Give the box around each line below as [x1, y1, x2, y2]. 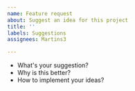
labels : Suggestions [7, 29, 67, 37]
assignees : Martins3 [7, 36, 67, 43]
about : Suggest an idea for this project [7, 17, 129, 24]
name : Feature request [7, 10, 73, 17]
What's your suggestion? [17, 61, 89, 69]
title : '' [7, 23, 36, 30]
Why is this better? [17, 69, 71, 77]
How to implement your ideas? [17, 76, 105, 84]
